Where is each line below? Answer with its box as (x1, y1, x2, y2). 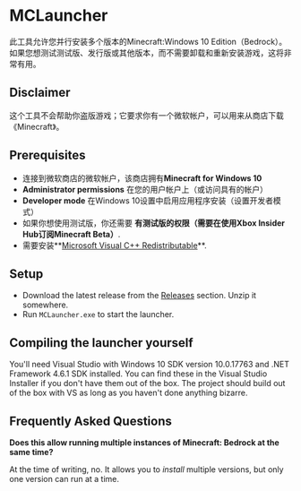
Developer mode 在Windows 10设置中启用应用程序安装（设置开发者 (21, 194, 273, 206)
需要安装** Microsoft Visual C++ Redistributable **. (21, 239, 208, 251)
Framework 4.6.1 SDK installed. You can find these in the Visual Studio (9, 368, 268, 379)
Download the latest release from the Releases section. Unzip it (21, 290, 257, 301)
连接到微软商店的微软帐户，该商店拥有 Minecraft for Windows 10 (21, 172, 262, 184)
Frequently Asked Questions (9, 413, 173, 428)
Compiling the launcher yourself (9, 335, 194, 350)
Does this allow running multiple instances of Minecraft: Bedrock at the (9, 437, 279, 448)
